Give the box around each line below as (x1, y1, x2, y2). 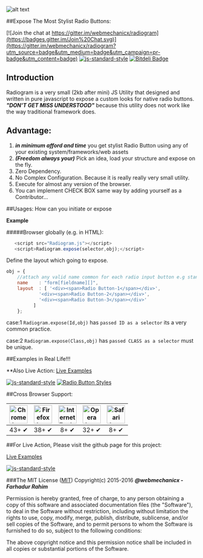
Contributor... (14, 193, 48, 200)
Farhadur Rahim (6, 483, 48, 491)
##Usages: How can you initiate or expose (6, 205, 112, 212)
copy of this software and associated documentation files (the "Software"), (6, 501, 193, 509)
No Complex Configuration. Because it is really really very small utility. (14, 173, 190, 181)
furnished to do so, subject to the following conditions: (6, 527, 142, 534)
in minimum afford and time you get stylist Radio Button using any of (14, 141, 188, 149)
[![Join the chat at (6, 29, 51, 36)
